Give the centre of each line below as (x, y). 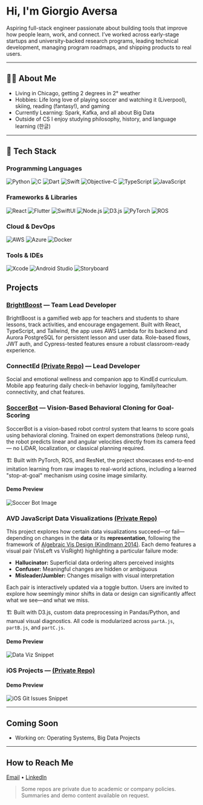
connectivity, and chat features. (46, 392)
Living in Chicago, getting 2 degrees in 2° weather (78, 93)
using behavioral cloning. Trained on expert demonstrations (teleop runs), (98, 435)
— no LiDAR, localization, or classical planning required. (76, 448)
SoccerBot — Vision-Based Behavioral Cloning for (81, 408)
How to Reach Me (40, 763)
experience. (21, 351)
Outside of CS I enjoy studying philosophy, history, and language (95, 119)
